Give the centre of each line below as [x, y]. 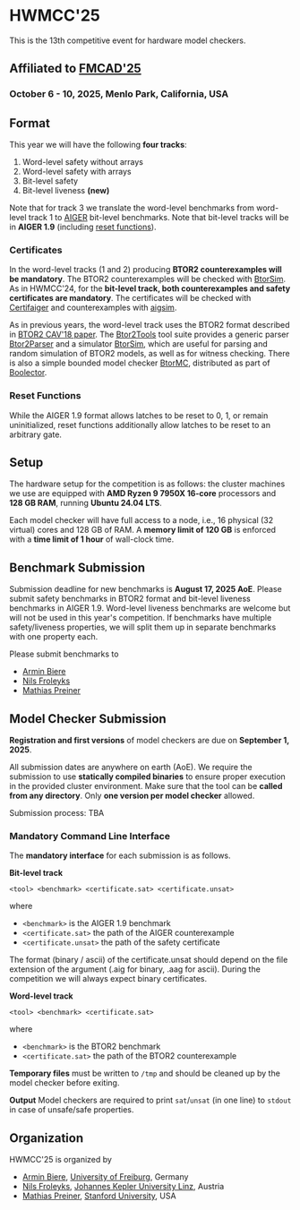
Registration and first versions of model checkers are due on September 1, [149, 741]
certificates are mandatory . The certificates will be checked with [130, 298]
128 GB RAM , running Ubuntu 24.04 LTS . [86, 503]
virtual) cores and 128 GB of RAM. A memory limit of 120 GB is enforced [142, 530]
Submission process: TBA [57, 813]
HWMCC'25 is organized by [60, 1160]
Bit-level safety [50, 181]
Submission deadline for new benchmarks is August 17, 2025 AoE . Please [146, 589]
